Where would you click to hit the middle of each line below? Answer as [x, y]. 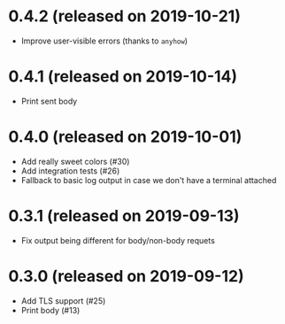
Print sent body [49, 101]
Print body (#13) [50, 310]
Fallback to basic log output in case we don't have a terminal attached [149, 180]
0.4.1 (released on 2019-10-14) [123, 77]
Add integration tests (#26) [70, 171]
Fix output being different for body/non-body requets [118, 240]
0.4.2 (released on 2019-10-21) [124, 16]
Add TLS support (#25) [63, 301]
